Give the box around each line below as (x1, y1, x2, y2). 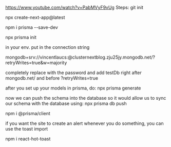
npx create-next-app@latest (5, 14, 65, 20)
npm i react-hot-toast (5, 136, 51, 142)
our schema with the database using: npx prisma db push (5, 100, 127, 106)
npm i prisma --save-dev (5, 24, 58, 30)
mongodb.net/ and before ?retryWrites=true (5, 75, 99, 81)
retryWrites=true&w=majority (5, 60, 67, 66)
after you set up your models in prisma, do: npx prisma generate (5, 85, 141, 91)
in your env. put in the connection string (5, 44, 90, 50)
